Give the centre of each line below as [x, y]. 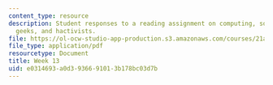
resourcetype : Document [49, 53]
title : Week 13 [34, 62]
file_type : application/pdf [56, 46]
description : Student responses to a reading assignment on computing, [132, 23]
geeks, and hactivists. [56, 31]
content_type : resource [49, 16]
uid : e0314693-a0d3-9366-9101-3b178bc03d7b [83, 69]
